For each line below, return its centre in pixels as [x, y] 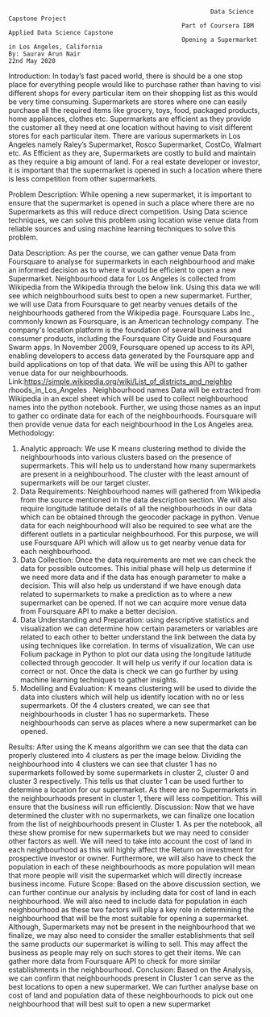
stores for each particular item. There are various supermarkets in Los [125, 136]
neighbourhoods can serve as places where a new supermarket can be [138, 723]
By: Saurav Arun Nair [45, 54]
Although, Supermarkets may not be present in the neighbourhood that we [132, 927]
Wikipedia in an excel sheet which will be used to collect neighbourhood [128, 398]
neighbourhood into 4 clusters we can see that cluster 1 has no [113, 764]
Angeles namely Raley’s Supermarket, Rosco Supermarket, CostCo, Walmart [135, 144]
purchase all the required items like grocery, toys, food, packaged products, [134, 110]
